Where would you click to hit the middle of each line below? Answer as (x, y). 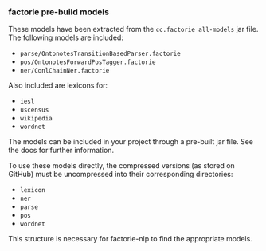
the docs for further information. (61, 151)
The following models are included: (66, 37)
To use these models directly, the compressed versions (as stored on (121, 166)
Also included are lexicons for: (58, 85)
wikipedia (36, 119)
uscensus (34, 110)
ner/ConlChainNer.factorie (65, 71)
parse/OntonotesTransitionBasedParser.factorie (100, 54)
